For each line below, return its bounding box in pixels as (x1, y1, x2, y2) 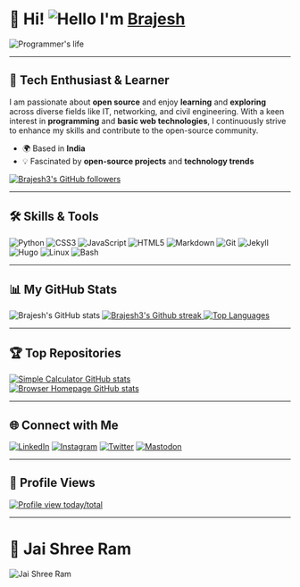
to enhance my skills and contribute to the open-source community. (9, 125, 259, 136)
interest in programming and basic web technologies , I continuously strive (9, 115, 287, 126)
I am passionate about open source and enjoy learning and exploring (9, 96, 266, 107)
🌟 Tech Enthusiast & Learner (9, 72, 170, 88)
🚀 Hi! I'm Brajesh (9, 9, 186, 29)
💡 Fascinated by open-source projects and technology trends (21, 155, 254, 166)
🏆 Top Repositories (9, 345, 122, 361)
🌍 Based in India (21, 143, 86, 154)
